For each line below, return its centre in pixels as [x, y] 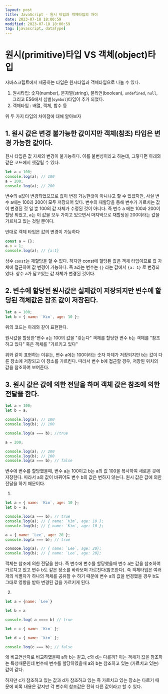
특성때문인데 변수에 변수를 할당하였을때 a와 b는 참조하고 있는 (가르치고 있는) [84, 663]
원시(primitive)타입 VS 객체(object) [76, 55]
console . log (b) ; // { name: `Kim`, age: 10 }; [54, 526]
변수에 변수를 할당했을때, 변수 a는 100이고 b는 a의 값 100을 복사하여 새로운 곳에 [83, 471]
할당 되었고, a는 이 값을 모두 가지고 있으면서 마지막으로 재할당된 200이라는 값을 [82, 215]
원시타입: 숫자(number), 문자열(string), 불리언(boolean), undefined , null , [85, 93]
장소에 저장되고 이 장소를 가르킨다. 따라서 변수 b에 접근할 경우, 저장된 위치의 [84, 361]
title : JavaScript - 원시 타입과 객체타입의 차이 [51, 15]
